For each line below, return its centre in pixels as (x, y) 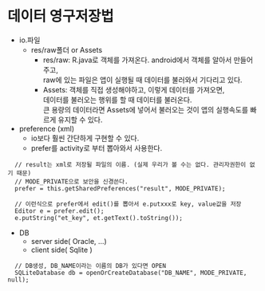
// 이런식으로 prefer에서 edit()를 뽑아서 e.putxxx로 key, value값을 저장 (128, 204)
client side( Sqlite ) (61, 250)
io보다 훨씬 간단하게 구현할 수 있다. (85, 138)
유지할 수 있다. (80, 120)
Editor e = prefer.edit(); (59, 211)
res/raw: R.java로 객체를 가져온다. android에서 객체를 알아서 (137, 60)
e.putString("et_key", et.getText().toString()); (99, 218)
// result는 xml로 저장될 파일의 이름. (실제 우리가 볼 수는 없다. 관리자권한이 (131, 164)
